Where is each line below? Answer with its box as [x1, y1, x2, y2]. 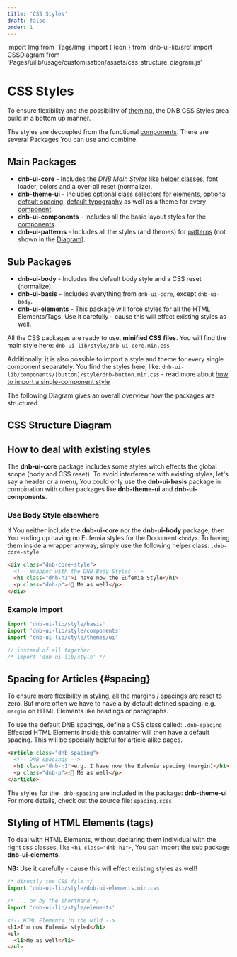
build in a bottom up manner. [7, 114, 91, 123]
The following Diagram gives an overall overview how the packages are [7, 391, 216, 400]
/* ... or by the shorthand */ [7, 897, 100, 905]
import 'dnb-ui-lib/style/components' [7, 627, 122, 634]
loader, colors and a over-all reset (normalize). [17, 182, 153, 191]
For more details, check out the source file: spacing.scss [7, 796, 172, 804]
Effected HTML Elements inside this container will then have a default [7, 728, 210, 737]
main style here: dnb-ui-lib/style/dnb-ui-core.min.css [7, 341, 170, 349]
